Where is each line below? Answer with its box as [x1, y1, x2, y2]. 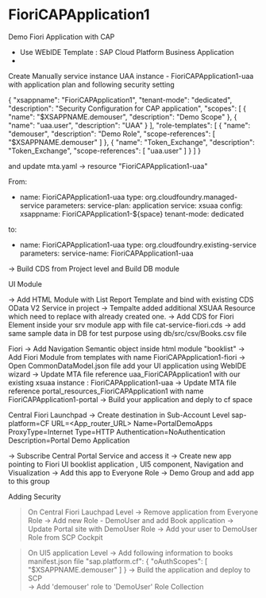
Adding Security [8, 491, 61, 501]
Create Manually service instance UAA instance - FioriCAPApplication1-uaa [8, 71, 254, 80]
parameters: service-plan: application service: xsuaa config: [46, 201, 244, 210]
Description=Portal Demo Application [8, 436, 130, 445]
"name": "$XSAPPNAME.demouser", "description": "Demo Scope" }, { [8, 111, 237, 121]
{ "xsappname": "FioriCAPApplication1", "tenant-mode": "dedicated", [8, 95, 233, 104]
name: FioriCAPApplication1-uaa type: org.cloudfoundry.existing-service [19, 240, 256, 249]
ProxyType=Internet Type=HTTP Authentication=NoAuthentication [8, 427, 226, 436]
